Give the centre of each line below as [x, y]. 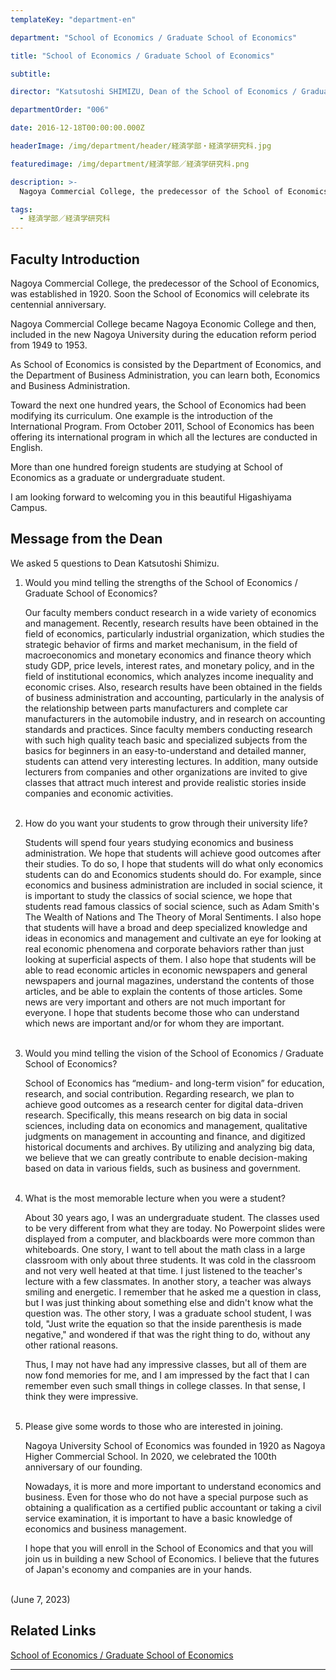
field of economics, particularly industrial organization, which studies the [174, 633]
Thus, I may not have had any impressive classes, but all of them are [165, 1364]
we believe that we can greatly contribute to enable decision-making [166, 1157]
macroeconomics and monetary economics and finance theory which [168, 655]
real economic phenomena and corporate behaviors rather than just [164, 948]
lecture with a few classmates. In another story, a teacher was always [168, 1281]
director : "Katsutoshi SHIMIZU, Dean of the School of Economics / [154, 92]
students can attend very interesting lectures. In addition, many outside [171, 761]
